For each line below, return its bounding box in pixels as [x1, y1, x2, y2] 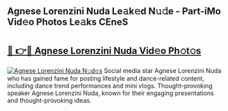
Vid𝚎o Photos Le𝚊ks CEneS [7, 17, 129, 28]
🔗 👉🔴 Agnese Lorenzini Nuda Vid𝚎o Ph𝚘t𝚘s [7, 45, 202, 57]
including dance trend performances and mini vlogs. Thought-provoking [7, 82, 213, 90]
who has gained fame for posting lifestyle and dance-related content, [7, 74, 205, 82]
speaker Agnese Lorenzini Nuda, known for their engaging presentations [7, 89, 214, 97]
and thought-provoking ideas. [7, 97, 92, 104]
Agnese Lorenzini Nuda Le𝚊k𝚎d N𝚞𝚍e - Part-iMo [7, 6, 221, 17]
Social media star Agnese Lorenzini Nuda [104, 67, 222, 74]
